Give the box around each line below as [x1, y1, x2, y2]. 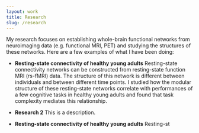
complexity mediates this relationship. [14, 98, 108, 105]
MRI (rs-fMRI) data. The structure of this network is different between [14, 72, 185, 80]
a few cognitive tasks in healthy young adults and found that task [14, 91, 174, 98]
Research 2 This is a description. [14, 109, 96, 116]
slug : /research [6, 20, 46, 25]
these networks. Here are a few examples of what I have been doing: [6, 48, 174, 56]
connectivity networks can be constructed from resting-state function [14, 66, 185, 73]
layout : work [6, 8, 38, 15]
